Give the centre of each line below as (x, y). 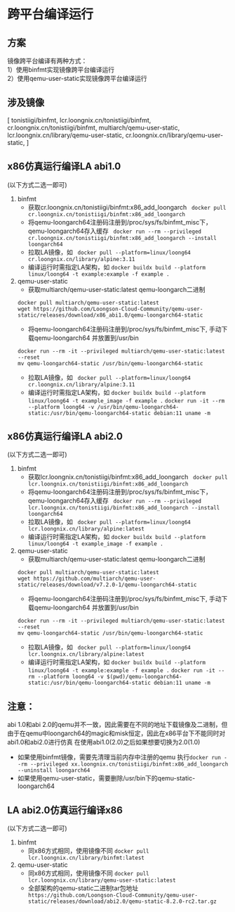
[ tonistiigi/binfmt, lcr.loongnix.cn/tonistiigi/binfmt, (79, 120)
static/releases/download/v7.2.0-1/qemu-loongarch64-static (107, 585)
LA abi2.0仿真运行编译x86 (65, 810)
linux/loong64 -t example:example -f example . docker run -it (121, 671)
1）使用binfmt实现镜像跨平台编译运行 (61, 70)
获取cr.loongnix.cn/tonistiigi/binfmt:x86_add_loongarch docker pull (127, 207)
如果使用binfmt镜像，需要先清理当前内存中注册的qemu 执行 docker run (119, 757)
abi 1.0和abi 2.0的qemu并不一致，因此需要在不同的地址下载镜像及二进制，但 (117, 725)
